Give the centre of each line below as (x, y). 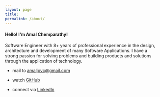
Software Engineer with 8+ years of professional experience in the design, (80, 45)
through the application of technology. (44, 61)
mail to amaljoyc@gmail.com (41, 70)
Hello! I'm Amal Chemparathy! (36, 34)
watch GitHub (26, 80)
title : (12, 14)
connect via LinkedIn (33, 89)
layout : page (18, 10)
